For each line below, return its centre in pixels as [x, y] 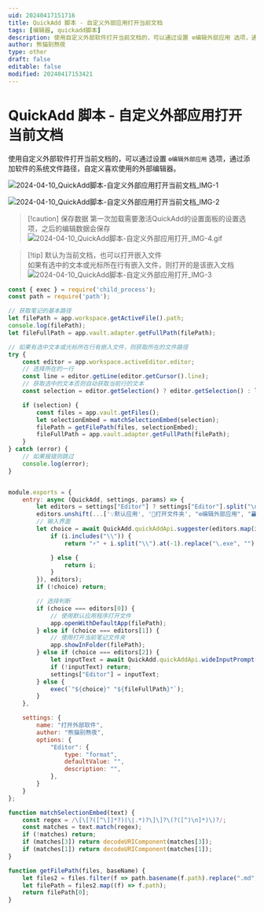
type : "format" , [91, 754]
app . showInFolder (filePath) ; [98, 645]
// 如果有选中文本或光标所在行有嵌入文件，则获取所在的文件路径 [98, 347]
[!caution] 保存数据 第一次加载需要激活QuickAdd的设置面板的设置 [133, 218]
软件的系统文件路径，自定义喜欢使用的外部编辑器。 [97, 168]
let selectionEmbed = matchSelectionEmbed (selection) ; [128, 420]
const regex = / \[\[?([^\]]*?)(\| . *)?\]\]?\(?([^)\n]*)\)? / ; [124, 820]
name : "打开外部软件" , [70, 725]
